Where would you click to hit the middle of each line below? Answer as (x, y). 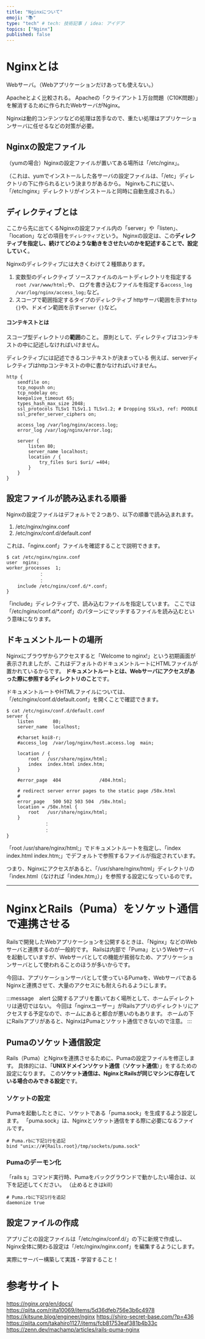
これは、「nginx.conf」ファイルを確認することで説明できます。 (85, 545)
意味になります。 (33, 619)
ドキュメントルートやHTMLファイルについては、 (67, 691)
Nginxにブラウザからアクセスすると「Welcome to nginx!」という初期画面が (101, 656)
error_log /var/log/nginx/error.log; (65, 430)
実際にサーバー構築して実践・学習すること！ (63, 1259)
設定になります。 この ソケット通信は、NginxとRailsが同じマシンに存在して (101, 1074)
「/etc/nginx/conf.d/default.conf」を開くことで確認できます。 (84, 699)
